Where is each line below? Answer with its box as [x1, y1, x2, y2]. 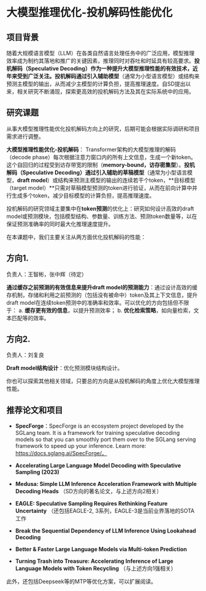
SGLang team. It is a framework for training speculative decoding [15, 429, 180, 437]
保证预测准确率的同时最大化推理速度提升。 [6, 220, 114, 227]
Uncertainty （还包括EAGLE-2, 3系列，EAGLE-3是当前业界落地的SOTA [15, 507, 195, 515]
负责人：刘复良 [6, 351, 44, 359]
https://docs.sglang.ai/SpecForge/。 [15, 450, 107, 457]
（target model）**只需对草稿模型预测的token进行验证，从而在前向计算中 [6, 184, 193, 191]
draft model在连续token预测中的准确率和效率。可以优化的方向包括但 [6, 299, 179, 306]
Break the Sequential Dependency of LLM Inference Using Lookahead [15, 527, 196, 534]
